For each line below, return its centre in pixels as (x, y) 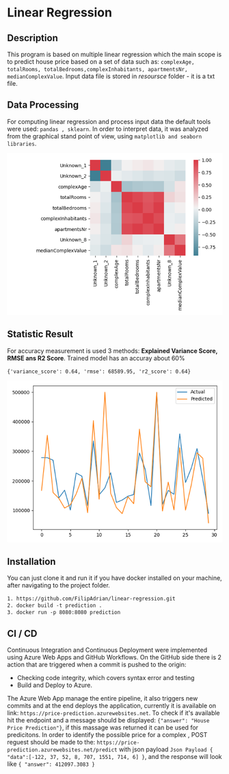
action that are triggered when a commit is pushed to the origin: (97, 665)
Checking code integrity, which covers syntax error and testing (106, 678)
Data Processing (43, 105)
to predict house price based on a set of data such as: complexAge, (101, 62)
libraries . (22, 143)
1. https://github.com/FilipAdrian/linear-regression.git (91, 599)
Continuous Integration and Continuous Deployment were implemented (107, 650)
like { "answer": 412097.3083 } (51, 764)
